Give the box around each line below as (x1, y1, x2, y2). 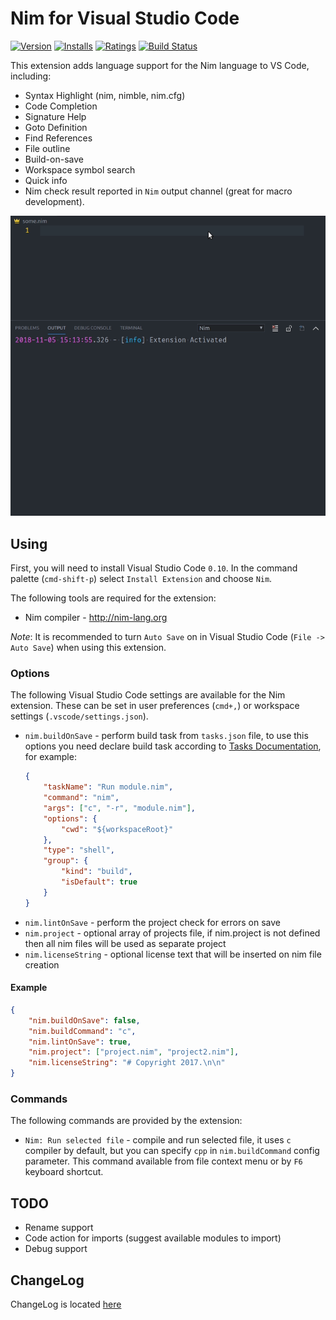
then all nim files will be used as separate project (24, 937, 227, 949)
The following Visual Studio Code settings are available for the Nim (10, 689, 286, 701)
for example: (24, 751, 77, 763)
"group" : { (43, 856, 89, 866)
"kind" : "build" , (61, 867, 133, 877)
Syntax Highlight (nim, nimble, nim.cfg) (24, 89, 186, 101)
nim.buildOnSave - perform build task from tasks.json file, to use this (24, 730, 309, 742)
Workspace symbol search (24, 163, 136, 176)
